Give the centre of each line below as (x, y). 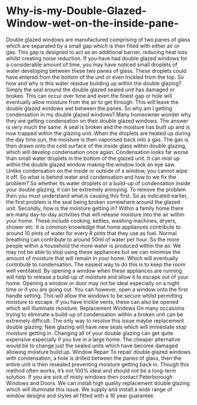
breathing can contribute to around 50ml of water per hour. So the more (93, 239)
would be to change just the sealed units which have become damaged (92, 346)
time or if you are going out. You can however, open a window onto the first (97, 289)
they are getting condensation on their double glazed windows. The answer (97, 121)
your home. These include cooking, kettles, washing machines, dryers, (91, 220)
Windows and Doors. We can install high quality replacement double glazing (98, 383)
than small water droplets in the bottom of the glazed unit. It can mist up (93, 158)
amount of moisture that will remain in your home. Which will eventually (92, 258)
